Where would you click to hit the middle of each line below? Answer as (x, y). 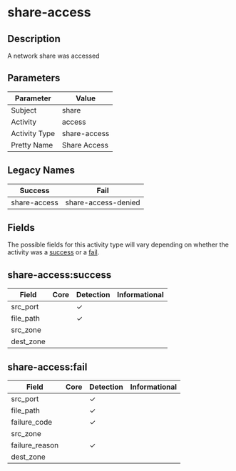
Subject (24, 110)
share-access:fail (47, 367)
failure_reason (35, 445)
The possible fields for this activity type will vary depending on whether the (118, 245)
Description (34, 39)
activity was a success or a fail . (53, 252)
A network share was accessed (53, 56)
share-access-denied (103, 202)
